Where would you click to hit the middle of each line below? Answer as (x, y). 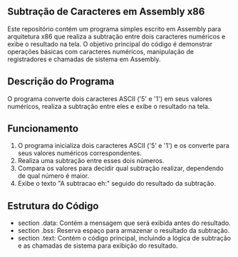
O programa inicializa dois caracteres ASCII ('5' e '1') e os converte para (123, 146)
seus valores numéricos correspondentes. (80, 153)
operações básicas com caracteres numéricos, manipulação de (101, 51)
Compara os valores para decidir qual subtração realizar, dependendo (120, 168)
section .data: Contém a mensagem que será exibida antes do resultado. (124, 223)
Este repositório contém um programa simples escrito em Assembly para (114, 28)
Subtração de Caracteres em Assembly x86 (106, 12)
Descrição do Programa (61, 82)
